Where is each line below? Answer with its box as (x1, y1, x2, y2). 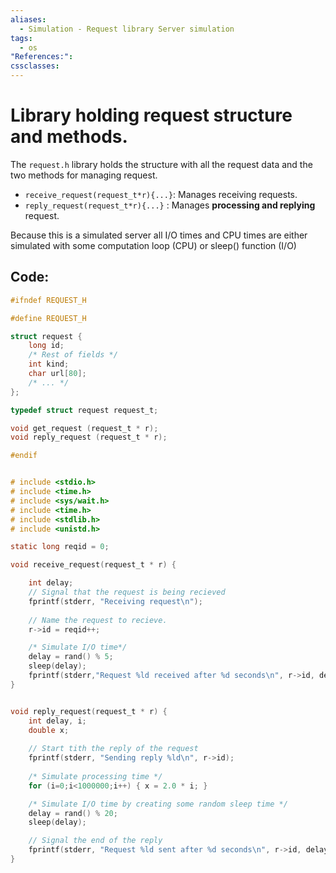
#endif (10, 451, 38, 461)
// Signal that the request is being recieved (28, 587, 226, 597)
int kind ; (28, 359, 70, 370)
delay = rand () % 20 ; (28, 808, 118, 818)
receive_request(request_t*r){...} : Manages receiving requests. (24, 188, 298, 200)
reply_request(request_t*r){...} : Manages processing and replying (24, 199, 316, 211)
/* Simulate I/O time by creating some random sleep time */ (28, 799, 288, 809)
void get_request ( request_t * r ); (10, 423, 159, 433)
